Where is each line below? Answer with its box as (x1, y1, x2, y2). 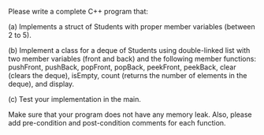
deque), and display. (8, 79, 75, 88)
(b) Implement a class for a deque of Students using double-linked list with (8, 46, 251, 54)
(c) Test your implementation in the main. (8, 95, 142, 103)
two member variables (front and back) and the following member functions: (8, 54, 256, 63)
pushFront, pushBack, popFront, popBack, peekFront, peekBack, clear (8, 62, 236, 72)
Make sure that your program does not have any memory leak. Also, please (8, 110, 252, 119)
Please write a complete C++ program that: (8, 7, 148, 16)
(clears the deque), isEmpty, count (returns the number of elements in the (8, 71, 247, 80)
